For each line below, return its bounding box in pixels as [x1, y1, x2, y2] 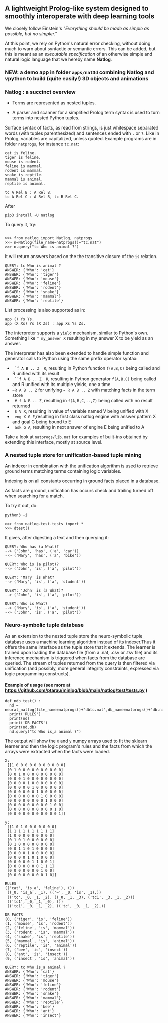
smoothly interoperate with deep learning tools [5, 12, 155, 21]
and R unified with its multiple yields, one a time [12, 381, 111, 388]
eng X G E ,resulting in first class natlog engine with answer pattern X [14, 414, 156, 420]
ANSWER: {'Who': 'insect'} [5, 1013, 61, 1018]
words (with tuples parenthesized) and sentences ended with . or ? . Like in [5, 130, 160, 136]
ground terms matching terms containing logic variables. [5, 468, 122, 474]
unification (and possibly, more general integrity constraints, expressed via [5, 665, 159, 671]
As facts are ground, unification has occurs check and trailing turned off [5, 488, 154, 494]
